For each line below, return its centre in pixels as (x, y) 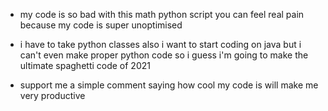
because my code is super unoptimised (101, 25)
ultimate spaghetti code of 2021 (85, 65)
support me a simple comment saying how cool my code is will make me (169, 85)
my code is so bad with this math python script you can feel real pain (162, 14)
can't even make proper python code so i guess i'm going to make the (164, 55)
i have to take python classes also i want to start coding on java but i (160, 44)
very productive (52, 95)
